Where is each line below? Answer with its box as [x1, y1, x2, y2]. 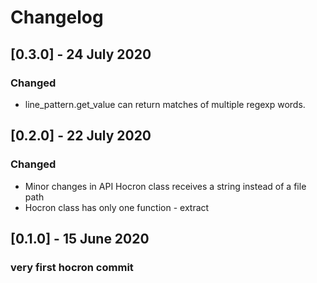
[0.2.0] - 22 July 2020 [10, 127, 152, 145]
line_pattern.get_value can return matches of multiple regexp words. [24, 98, 306, 110]
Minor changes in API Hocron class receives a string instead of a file [24, 180, 307, 192]
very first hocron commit [10, 260, 134, 274]
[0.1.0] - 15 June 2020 [10, 230, 150, 247]
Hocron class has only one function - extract [24, 201, 210, 213]
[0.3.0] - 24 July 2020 [10, 46, 152, 63]
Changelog [10, 6, 104, 29]
